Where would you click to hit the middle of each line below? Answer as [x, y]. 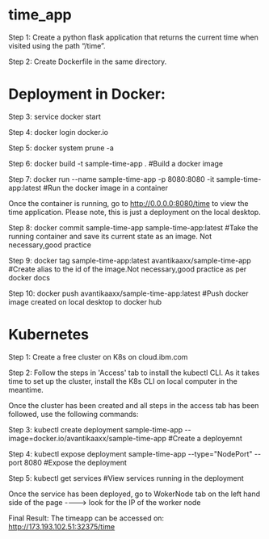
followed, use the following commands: [74, 414]
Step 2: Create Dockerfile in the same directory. [88, 61]
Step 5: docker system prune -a [61, 148]
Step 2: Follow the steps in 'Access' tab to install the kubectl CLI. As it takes [134, 373]
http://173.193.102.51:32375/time [62, 526]
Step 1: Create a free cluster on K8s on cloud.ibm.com [98, 356]
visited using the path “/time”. [57, 45]
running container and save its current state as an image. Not [110, 236]
